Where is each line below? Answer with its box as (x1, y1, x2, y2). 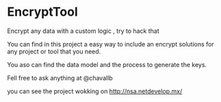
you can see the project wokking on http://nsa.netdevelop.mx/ (7, 87, 183, 95)
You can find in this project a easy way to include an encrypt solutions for (7, 40, 214, 48)
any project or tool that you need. (7, 47, 101, 55)
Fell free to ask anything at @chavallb (7, 73, 113, 82)
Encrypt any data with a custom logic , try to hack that (7, 27, 159, 35)
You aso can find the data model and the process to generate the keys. (7, 60, 207, 68)
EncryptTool (7, 4, 79, 20)
